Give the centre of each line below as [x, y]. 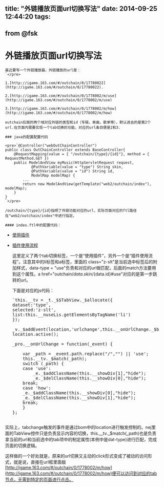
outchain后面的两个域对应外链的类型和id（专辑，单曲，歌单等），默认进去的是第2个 [78, 122]
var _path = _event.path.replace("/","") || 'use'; [86, 354]
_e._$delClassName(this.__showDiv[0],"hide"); [90, 378]
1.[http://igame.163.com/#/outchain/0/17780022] [55, 83]
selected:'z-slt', [34, 310]
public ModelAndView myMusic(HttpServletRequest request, [74, 163]
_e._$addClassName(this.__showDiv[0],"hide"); [79, 393]
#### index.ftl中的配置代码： [33, 225]
